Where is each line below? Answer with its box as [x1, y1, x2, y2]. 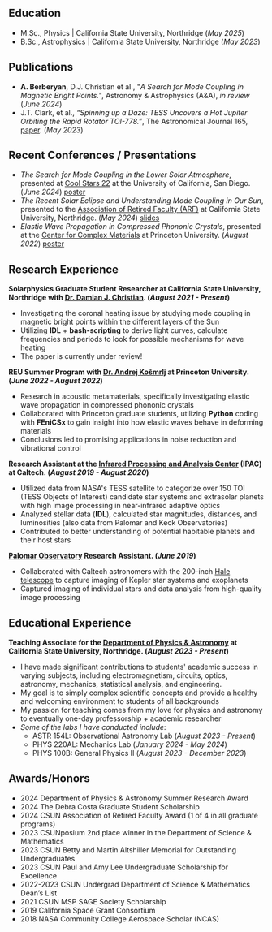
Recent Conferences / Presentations [8, 149, 196, 162]
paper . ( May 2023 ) [19, 125, 84, 135]
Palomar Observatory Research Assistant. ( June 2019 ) [8, 551, 196, 561]
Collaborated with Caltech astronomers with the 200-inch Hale [19, 567, 231, 576]
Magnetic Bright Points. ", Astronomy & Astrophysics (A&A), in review [19, 90, 250, 100]
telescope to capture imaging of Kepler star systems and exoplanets [19, 576, 249, 585]
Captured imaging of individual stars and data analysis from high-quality [19, 584, 262, 593]
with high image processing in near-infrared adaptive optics [19, 501, 221, 511]
